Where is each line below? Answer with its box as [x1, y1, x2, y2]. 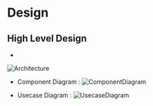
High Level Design [7, 33, 87, 44]
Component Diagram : [17, 78, 81, 86]
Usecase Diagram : [17, 91, 72, 99]
